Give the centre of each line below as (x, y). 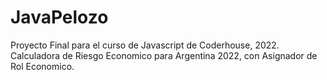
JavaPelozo (59, 17)
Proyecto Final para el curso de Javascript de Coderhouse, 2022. (145, 45)
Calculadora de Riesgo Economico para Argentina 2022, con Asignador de (164, 55)
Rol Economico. (42, 66)
